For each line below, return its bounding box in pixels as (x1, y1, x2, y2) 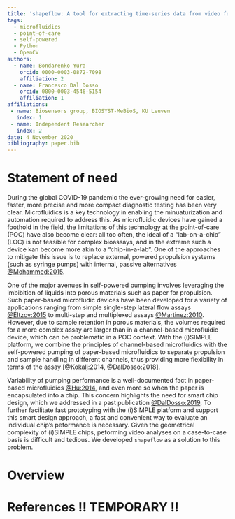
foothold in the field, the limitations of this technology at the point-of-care (7, 223, 220, 231)
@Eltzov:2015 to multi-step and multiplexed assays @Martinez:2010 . (7, 311, 204, 319)
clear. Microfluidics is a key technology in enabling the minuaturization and (7, 208, 222, 217)
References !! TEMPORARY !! (7, 499, 180, 516)
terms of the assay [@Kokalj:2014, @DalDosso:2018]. (7, 363, 161, 371)
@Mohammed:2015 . (7, 268, 65, 276)
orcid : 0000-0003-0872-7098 (20, 68, 101, 75)
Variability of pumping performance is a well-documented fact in (7, 377, 194, 385)
